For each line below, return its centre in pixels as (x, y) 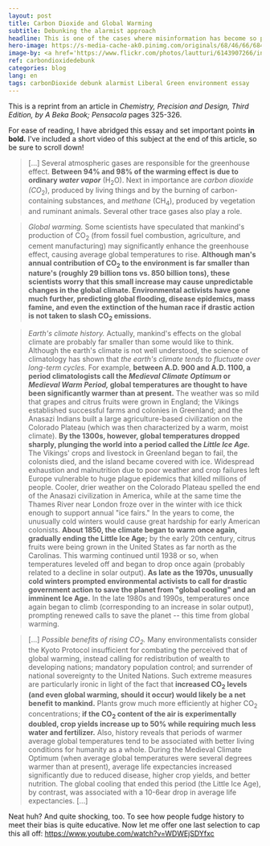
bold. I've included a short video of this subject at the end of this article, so (133, 138)
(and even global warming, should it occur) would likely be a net (137, 694)
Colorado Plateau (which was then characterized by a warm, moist (138, 428)
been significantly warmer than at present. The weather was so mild (143, 393)
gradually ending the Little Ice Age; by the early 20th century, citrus (141, 539)
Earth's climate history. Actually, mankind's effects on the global (135, 334)
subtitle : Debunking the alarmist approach (82, 31)
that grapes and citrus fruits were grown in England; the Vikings (133, 402)
